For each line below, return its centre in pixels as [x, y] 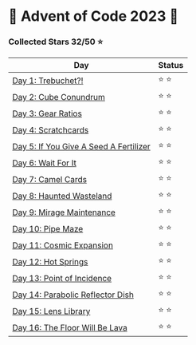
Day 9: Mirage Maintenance [64, 212]
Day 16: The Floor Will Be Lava [70, 327]
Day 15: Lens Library [51, 311]
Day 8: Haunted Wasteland [62, 196]
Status [171, 65]
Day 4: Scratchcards [51, 129]
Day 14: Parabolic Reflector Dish [73, 295]
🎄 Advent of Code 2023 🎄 [94, 16]
